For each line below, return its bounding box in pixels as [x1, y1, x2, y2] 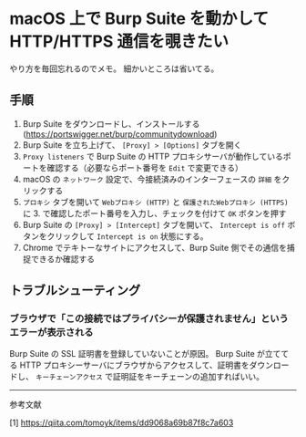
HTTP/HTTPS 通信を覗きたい [9, 31, 229, 52]
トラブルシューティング [9, 283, 141, 298]
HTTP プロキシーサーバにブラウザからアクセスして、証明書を [19, 359, 250, 370]
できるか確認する [30, 253, 96, 265]
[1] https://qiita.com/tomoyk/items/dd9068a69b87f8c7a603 [9, 417, 234, 429]
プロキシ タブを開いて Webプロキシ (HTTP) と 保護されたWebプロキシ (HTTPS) [22, 196, 289, 207]
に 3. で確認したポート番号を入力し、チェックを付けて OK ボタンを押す [22, 207, 287, 219]
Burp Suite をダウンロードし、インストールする [22, 118, 200, 129]
